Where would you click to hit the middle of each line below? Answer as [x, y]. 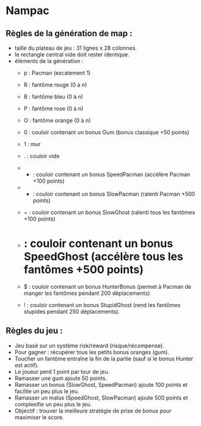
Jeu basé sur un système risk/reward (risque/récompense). [89, 345]
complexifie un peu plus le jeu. [53, 404]
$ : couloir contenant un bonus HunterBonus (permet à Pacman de [108, 286]
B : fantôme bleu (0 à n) [53, 97]
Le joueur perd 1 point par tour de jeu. [62, 371]
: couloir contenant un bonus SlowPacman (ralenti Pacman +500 [114, 194]
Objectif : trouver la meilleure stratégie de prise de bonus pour [93, 411]
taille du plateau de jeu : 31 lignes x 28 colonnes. [75, 48]
